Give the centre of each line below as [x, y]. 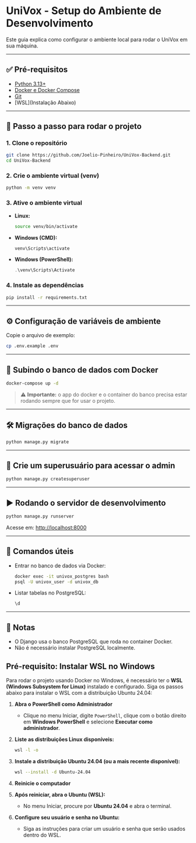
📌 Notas [21, 628]
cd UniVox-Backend [28, 161]
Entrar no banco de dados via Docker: [60, 565]
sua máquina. [22, 46]
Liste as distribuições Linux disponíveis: [64, 739]
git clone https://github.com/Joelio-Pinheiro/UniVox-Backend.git [88, 155]
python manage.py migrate [37, 442]
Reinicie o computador [43, 783]
